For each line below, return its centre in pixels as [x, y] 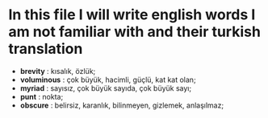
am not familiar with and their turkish [134, 32]
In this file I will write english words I [132, 15]
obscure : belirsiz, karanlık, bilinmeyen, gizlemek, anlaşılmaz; [122, 105]
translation [46, 49]
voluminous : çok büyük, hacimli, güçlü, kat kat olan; [108, 79]
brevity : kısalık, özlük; [58, 71]
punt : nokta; [42, 96]
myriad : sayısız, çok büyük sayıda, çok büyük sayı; [106, 88]
